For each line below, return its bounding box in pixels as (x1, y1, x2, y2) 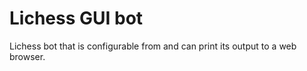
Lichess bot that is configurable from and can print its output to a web (9, 40, 297, 52)
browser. (9, 50, 46, 62)
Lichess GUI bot (9, 7, 144, 30)
